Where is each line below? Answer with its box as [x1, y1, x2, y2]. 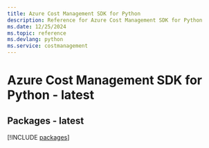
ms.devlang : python [7, 36, 64, 43]
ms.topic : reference [7, 29, 67, 37]
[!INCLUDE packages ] [7, 133, 70, 141]
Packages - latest [7, 115, 84, 126]
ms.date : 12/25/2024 [7, 23, 67, 30]
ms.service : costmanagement [7, 42, 89, 49]
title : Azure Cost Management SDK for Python [7, 10, 140, 17]
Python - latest [7, 88, 95, 103]
